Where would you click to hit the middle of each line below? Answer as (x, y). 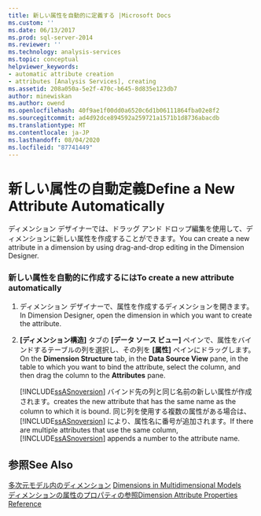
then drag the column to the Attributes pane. (92, 375)
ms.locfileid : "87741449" (50, 147)
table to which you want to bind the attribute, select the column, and (130, 366)
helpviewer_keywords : (44, 67)
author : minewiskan (40, 96)
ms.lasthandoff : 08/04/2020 (54, 140)
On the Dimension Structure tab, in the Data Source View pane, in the (134, 358)
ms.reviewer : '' (35, 45)
